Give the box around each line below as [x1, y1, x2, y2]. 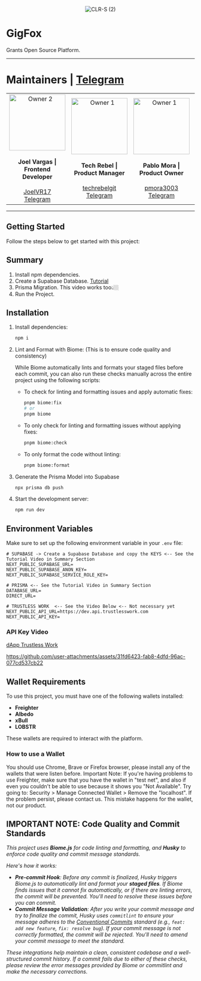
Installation [6, 307, 49, 317]
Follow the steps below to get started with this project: [6, 237, 140, 245]
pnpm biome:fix [23, 400, 62, 406]
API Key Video [6, 628, 49, 636]
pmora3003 [144, 183, 178, 192]
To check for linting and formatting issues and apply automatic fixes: [23, 388, 193, 395]
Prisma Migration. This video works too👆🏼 [14, 283, 120, 290]
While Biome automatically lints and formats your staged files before [14, 364, 184, 371]
